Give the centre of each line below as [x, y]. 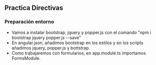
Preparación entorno [29, 22]
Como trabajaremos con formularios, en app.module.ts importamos [79, 53]
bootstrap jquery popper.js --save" [46, 37]
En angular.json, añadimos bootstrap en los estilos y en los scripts [77, 43]
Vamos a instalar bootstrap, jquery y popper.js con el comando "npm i [81, 32]
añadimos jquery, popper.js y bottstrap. [51, 48]
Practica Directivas [34, 8]
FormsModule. [26, 58]
